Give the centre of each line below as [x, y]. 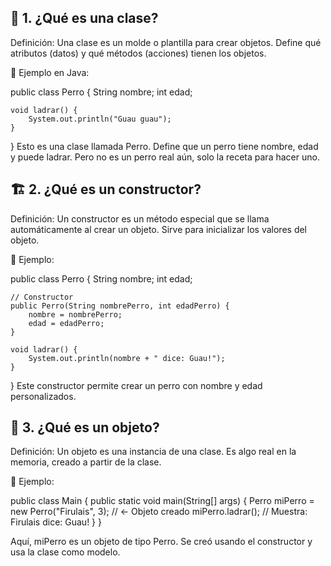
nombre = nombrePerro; [75, 314]
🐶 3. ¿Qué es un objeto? [85, 427]
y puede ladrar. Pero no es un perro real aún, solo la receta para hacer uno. [165, 157]
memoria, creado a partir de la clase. [86, 462]
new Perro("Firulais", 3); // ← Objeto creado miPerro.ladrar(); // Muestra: [159, 512]
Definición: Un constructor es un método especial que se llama [140, 218]
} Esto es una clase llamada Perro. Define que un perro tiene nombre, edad [164, 146]
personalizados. [43, 396]
